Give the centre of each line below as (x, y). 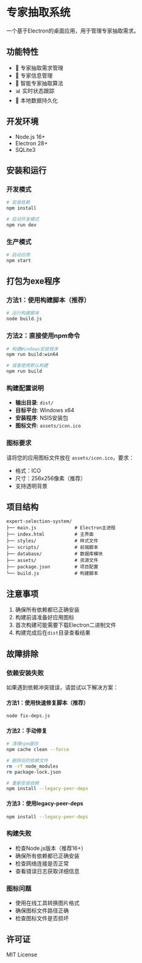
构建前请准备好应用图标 (44, 617)
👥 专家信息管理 (34, 75)
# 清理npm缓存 (22, 744)
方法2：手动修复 (27, 730)
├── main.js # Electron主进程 (61, 528)
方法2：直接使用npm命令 (43, 336)
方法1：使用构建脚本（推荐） (48, 300)
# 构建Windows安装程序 (32, 349)
